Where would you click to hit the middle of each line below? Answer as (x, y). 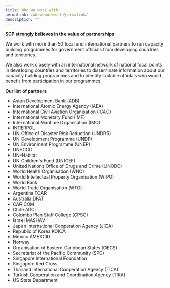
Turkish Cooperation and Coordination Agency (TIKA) (69, 275)
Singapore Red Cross (35, 264)
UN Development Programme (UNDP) (52, 139)
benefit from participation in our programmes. (54, 81)
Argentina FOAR (30, 193)
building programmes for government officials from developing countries (82, 50)
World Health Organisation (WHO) (48, 171)
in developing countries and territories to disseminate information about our (85, 70)
